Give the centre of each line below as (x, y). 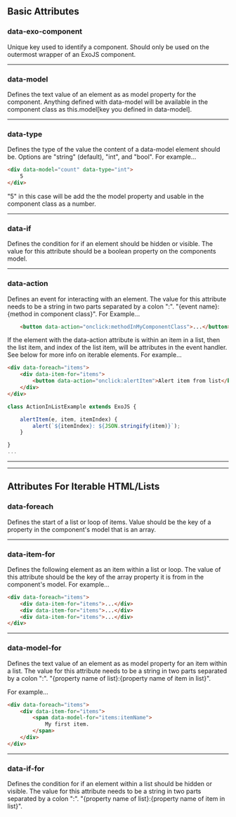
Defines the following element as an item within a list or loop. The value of (114, 569)
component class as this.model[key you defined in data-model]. (99, 109)
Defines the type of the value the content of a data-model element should (114, 150)
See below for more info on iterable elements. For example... (95, 355)
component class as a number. (52, 204)
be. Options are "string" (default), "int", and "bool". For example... (102, 157)
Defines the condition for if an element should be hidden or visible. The (110, 244)
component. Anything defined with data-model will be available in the (108, 102)
